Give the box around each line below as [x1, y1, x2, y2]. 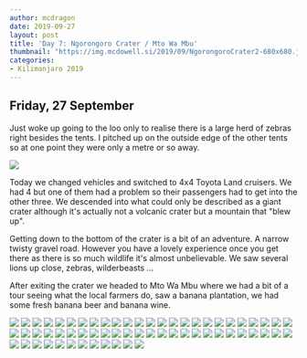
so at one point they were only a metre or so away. [9, 142, 200, 153]
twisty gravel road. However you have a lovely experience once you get [9, 243, 279, 254]
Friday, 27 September [9, 98, 134, 114]
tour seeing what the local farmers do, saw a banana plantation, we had [9, 290, 280, 300]
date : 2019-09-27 [9, 22, 76, 31]
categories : [9, 56, 55, 65]
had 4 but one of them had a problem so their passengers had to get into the [9, 186, 298, 197]
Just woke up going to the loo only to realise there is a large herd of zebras [9, 122, 292, 133]
